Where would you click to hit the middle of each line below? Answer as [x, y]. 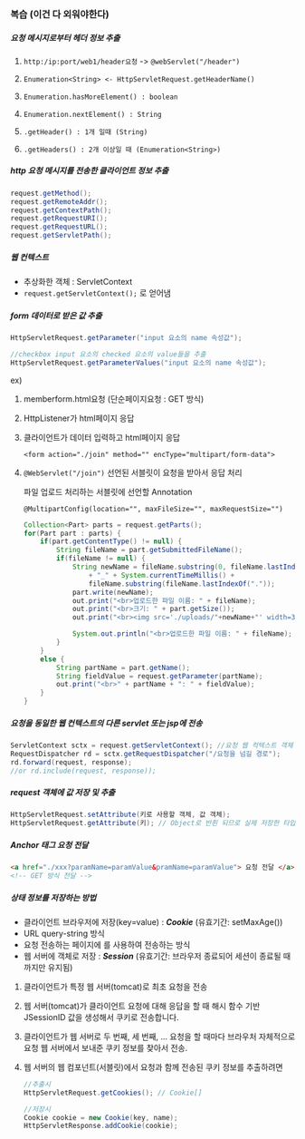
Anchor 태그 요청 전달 [49, 844]
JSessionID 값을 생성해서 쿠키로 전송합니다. [101, 1017]
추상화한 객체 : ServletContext [78, 282]
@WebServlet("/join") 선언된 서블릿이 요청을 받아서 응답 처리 [133, 472]
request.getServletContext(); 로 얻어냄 [97, 293]
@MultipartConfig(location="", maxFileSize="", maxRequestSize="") [153, 509]
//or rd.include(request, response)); [83, 771]
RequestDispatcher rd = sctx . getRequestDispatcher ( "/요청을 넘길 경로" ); [146, 754]
